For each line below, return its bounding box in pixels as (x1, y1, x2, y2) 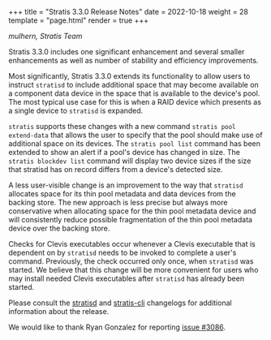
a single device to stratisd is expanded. (8, 105, 144, 115)
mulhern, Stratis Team (8, 32, 83, 41)
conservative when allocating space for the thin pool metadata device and (8, 206, 256, 216)
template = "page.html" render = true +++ (8, 15, 148, 25)
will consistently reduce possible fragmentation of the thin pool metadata (8, 215, 253, 224)
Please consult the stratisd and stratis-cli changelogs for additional (8, 298, 233, 308)
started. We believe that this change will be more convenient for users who (8, 265, 259, 274)
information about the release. (8, 307, 110, 316)
